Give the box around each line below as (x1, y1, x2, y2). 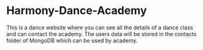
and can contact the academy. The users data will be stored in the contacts (6, 30, 197, 37)
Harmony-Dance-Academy (6, 4, 147, 18)
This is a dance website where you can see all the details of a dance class (6, 24, 193, 31)
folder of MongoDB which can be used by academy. (6, 37, 138, 44)
